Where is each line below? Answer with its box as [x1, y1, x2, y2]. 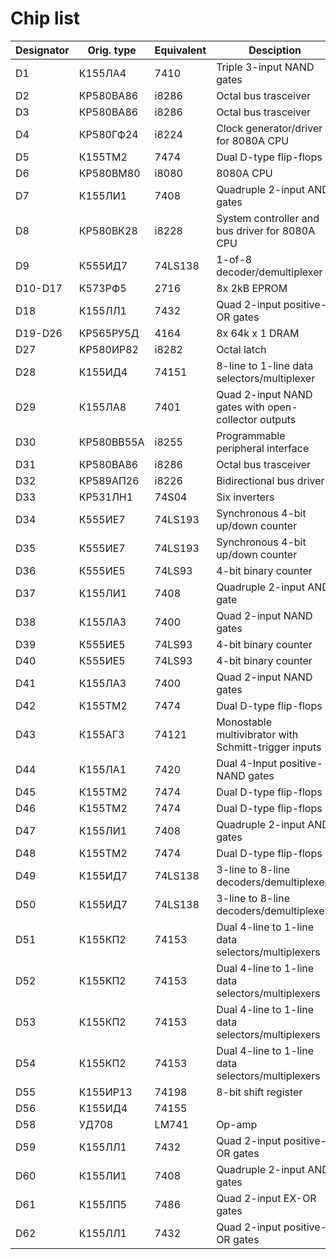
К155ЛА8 [78, 400, 127, 414]
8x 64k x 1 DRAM [216, 326, 300, 340]
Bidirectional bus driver [216, 473, 325, 487]
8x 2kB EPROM [216, 281, 288, 295]
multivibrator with [216, 727, 299, 741]
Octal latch [216, 342, 267, 356]
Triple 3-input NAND [216, 60, 315, 74]
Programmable [216, 428, 286, 442]
